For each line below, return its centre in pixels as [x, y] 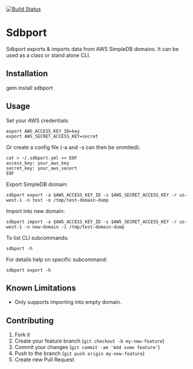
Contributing [30, 321]
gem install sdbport [29, 87]
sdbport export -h [28, 270]
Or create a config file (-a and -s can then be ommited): [73, 147]
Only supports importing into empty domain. [68, 302]
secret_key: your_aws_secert [42, 168]
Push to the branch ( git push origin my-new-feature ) [79, 353]
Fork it [22, 335]
